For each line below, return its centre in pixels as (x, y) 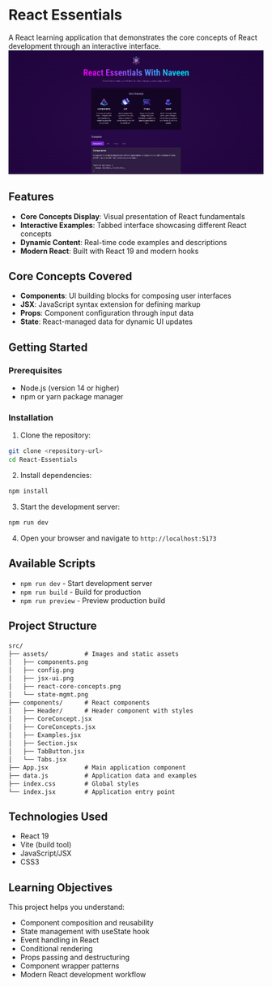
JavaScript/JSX (46, 853)
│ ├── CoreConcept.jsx (50, 719)
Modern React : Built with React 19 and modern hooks (109, 251)
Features (31, 197)
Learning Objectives (61, 888)
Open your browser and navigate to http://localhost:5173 (118, 538)
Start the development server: (70, 507)
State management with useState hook (85, 932)
